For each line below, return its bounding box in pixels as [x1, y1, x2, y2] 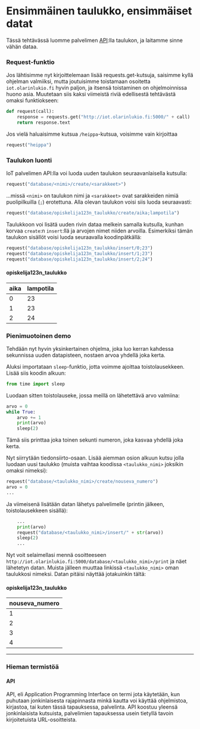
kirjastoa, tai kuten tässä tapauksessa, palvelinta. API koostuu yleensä [6, 703, 178, 710]
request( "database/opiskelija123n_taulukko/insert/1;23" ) [6, 250, 153, 256]
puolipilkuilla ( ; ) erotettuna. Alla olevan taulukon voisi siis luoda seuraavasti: [6, 198, 192, 206]
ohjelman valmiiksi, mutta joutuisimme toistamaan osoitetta [6, 78, 151, 85]
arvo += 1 [17, 414, 42, 421]
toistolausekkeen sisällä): [6, 507, 68, 514]
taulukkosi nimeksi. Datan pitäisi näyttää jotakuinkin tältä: [6, 571, 146, 578]
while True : [6, 409, 36, 415]
